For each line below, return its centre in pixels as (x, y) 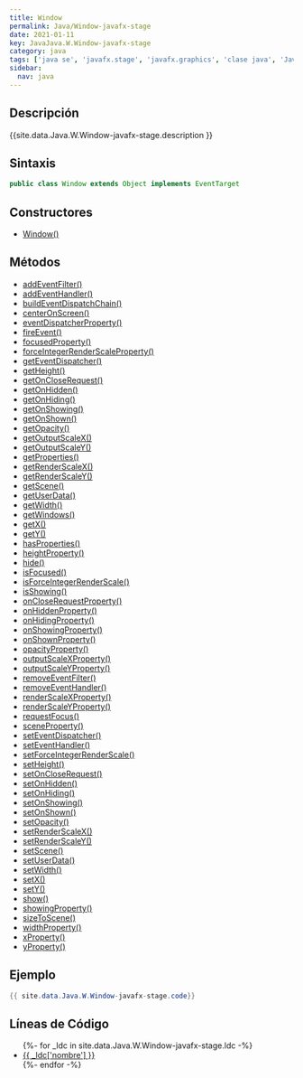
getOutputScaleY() (57, 447)
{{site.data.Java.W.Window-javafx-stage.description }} (111, 135)
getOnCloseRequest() (63, 380)
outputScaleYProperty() (66, 668)
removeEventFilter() (59, 678)
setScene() (43, 850)
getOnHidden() (50, 389)
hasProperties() (51, 543)
